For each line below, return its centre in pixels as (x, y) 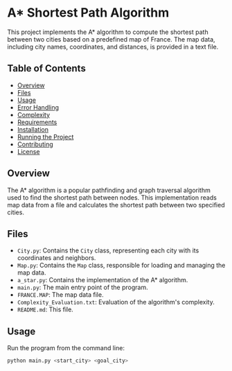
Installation (33, 129)
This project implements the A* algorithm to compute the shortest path (108, 32)
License (28, 151)
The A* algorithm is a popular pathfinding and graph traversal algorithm (109, 190)
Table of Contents (47, 68)
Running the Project (45, 137)
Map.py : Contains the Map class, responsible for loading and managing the (121, 266)
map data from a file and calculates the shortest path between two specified (116, 205)
